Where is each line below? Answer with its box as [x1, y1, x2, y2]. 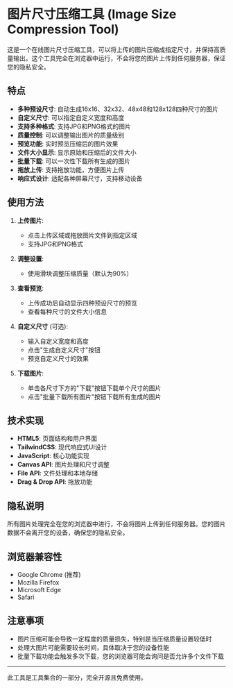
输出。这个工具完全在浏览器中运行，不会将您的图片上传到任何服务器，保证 [12, 53, 226, 62]
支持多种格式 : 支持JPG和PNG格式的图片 [17, 122, 132, 131]
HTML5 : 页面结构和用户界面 [17, 435, 98, 443]
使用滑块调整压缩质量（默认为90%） [27, 269, 133, 278]
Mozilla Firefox [17, 578, 60, 587]
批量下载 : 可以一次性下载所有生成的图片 [17, 157, 130, 165]
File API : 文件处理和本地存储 [17, 469, 98, 478]
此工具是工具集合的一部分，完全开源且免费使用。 [7, 673, 147, 681]
